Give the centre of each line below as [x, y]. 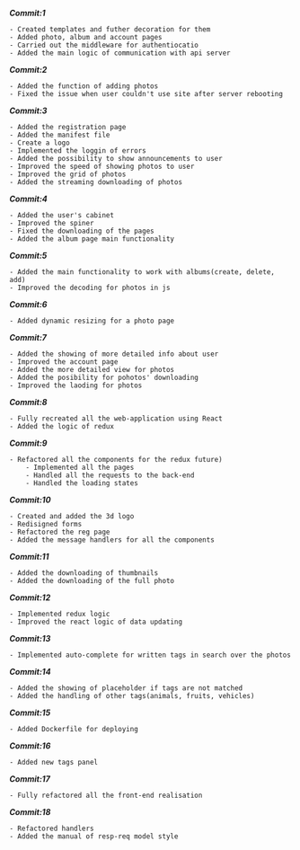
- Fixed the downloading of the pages [82, 231]
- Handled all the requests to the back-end [110, 475]
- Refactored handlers [52, 828]
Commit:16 [30, 746]
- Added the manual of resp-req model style [94, 837]
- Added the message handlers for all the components [112, 540]
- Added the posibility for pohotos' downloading [104, 377]
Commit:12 [30, 598]
